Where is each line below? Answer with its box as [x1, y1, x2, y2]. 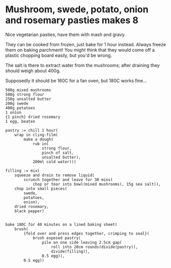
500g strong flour [5, 92, 44, 97]
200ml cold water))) [32, 159, 77, 164]
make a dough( [23, 137, 54, 142]
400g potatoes [5, 105, 36, 111]
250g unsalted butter [5, 96, 52, 101]
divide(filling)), [51, 249, 90, 254]
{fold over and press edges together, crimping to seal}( [23, 231, 150, 236]
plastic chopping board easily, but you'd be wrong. [5, 52, 112, 58]
